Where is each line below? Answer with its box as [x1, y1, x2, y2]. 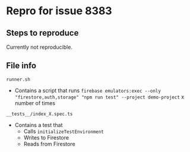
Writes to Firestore [23, 134, 69, 141]
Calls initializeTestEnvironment [23, 128, 104, 135]
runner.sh [6, 76, 31, 83]
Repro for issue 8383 [6, 4, 112, 18]
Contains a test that [14, 121, 63, 128]
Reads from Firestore [23, 140, 75, 147]
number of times [14, 99, 55, 106]
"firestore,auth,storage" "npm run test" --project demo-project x [14, 93, 185, 100]
